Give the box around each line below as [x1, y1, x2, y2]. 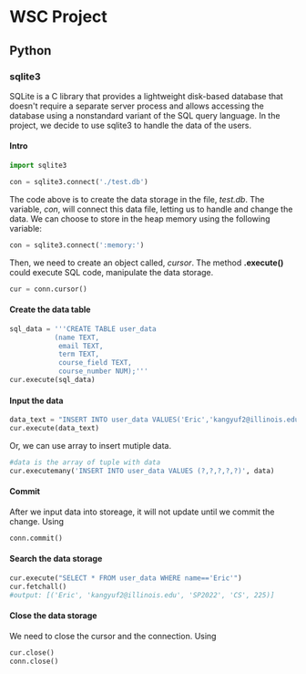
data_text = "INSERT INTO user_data [9, 415, 148, 425]
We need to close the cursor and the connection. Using [9, 630, 217, 641]
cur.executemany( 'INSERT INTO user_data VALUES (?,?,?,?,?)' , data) [9, 466, 275, 475]
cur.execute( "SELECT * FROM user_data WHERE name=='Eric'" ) [9, 573, 243, 583]
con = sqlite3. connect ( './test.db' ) [9, 177, 148, 186]
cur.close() [9, 648, 55, 658]
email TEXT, [57, 341, 104, 350]
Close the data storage [9, 610, 97, 621]
